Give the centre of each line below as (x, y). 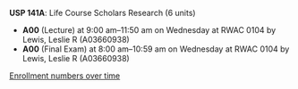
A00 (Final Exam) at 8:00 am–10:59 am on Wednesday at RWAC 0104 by (156, 49)
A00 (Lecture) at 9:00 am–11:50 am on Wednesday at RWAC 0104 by (149, 30)
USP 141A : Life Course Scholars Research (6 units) (102, 13)
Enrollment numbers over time (65, 76)
